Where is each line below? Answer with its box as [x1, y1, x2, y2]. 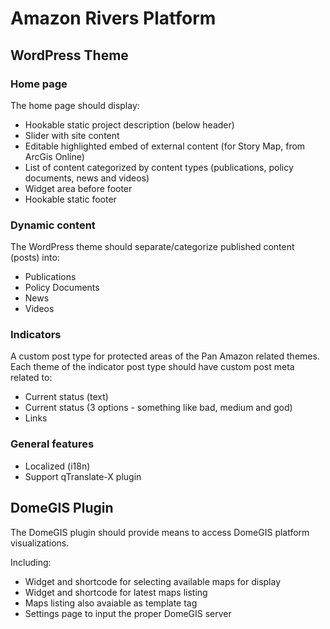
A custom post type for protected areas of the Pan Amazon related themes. [10, 350, 320, 362]
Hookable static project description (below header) [24, 118, 235, 131]
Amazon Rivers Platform [10, 7, 217, 30]
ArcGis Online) [24, 150, 85, 162]
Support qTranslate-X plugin [24, 470, 142, 482]
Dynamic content [10, 218, 96, 232]
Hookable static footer [24, 193, 117, 205]
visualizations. [10, 537, 70, 549]
